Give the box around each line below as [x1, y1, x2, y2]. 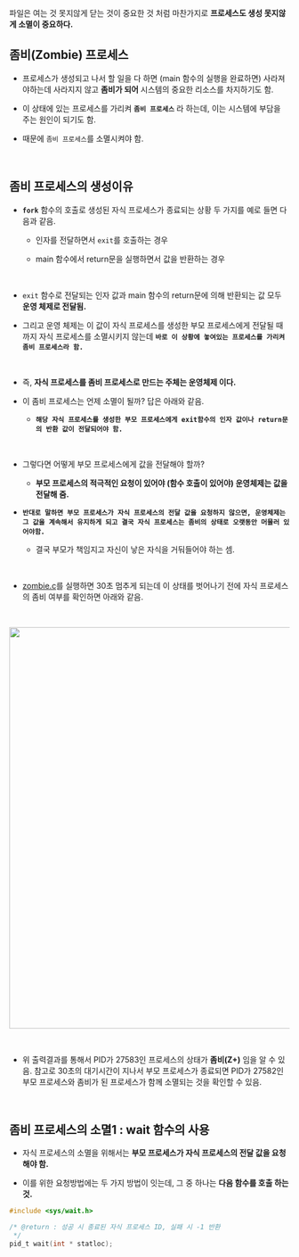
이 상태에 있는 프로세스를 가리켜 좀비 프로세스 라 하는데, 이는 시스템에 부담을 [21, 103, 281, 113]
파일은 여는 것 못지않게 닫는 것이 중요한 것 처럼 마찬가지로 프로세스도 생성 [9, 8, 263, 18]
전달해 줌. [35, 489, 69, 500]
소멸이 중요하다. [18, 19, 74, 29]
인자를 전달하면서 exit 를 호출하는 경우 [35, 235, 169, 245]
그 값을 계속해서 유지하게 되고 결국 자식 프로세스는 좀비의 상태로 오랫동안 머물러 [21, 517, 280, 526]
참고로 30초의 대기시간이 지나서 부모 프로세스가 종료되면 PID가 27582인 [34, 1065, 285, 1076]
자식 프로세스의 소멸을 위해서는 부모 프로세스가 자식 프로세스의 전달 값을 [21, 1147, 271, 1158]
